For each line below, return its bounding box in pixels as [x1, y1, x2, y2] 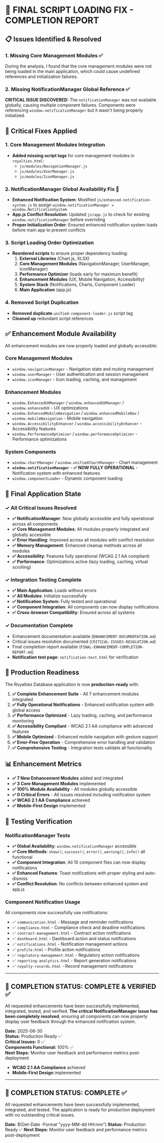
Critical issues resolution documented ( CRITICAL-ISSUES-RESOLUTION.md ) [12, 638, 156, 644]
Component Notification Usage [5, 899, 81, 905]
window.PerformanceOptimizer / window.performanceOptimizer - [12, 431, 138, 437]
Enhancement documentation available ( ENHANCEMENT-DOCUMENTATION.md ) [12, 633, 156, 639]
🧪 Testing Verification [5, 817, 72, 826]
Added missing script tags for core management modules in [12, 152, 135, 158]
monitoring [12, 718, 34, 724]
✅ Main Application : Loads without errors [12, 587, 97, 593]
